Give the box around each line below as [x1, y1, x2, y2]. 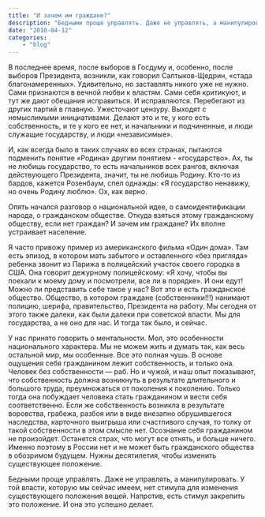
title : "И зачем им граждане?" [8, 11, 111, 20]
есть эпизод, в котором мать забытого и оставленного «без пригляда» [8, 251, 248, 260]
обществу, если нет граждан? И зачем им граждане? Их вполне [8, 219, 226, 229]
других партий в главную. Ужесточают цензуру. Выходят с [8, 104, 207, 114]
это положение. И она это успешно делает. [8, 500, 155, 509]
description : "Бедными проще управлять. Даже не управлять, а [8, 19, 217, 27]
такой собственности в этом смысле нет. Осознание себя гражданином [8, 425, 253, 435]
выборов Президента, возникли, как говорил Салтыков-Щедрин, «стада [8, 71, 252, 81]
